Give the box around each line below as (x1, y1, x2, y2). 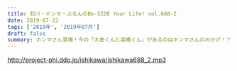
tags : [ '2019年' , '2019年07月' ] (7, 23, 100, 30)
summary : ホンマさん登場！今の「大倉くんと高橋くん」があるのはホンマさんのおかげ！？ (7, 37, 232, 44)
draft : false (7, 30, 46, 37)
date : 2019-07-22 (7, 17, 59, 24)
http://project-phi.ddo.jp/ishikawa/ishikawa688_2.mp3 (7, 56, 167, 64)
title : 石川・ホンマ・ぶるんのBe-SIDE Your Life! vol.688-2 (7, 10, 177, 18)
